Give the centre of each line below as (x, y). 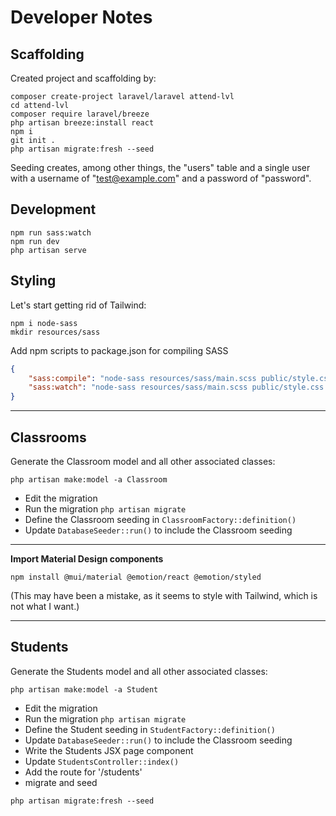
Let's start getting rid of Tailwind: (78, 305)
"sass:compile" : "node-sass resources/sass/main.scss (142, 378)
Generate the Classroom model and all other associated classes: (143, 461)
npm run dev (35, 241)
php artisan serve (48, 250)
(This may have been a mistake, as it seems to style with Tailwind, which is (164, 595)
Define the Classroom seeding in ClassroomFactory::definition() (160, 519)
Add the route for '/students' (83, 772)
